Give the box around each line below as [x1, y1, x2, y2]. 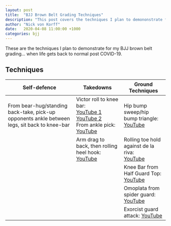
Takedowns [83, 84, 112, 91]
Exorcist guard [124, 206, 159, 213]
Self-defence [22, 84, 56, 91]
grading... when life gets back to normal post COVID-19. [5, 51, 122, 57]
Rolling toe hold [124, 136, 161, 143]
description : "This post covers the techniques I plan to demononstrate [5, 17, 163, 22]
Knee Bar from [124, 163, 159, 170]
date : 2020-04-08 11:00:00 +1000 [5, 27, 81, 32]
